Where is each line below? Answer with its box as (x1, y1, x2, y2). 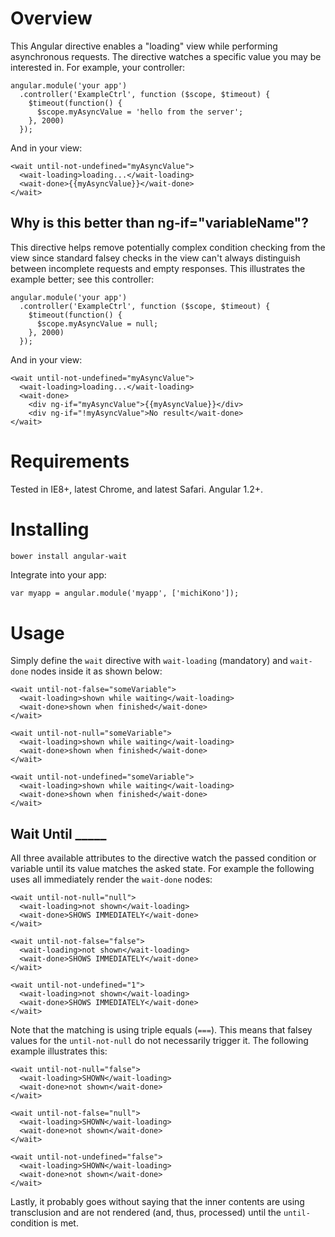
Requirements (10, 450, 130, 472)
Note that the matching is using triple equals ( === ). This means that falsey (10, 1024, 313, 1036)
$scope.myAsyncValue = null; (36, 318, 159, 329)
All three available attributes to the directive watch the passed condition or (10, 852, 317, 864)
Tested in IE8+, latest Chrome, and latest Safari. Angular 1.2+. (10, 483, 264, 495)
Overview (10, 7, 93, 30)
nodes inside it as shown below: (30, 665, 163, 677)
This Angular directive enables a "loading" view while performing (10, 40, 278, 52)
